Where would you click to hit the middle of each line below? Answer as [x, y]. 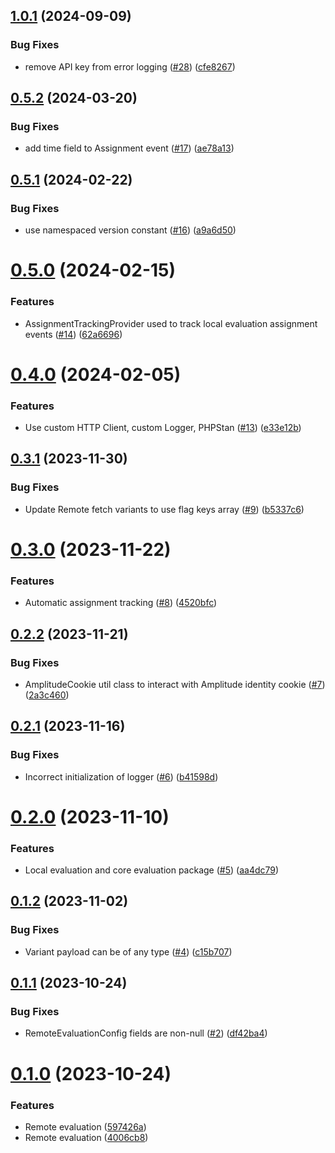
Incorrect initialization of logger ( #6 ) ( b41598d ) [121, 776]
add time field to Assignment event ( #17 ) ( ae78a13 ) [129, 148]
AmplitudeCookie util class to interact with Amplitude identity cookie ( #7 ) [175, 684]
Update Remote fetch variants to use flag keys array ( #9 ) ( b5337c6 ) [164, 509]
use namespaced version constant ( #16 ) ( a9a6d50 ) [130, 230]
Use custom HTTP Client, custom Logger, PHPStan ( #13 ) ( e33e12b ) [163, 428]
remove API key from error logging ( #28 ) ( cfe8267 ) [130, 66]
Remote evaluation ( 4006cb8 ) [86, 1137]
